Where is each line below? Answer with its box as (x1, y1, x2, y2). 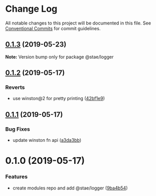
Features (5, 173, 28, 180)
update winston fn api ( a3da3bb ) (12, 137, 82, 143)
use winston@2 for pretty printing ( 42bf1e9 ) (12, 95, 105, 102)
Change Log (5, 3, 57, 15)
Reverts (5, 84, 25, 91)
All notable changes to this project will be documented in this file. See (5, 20, 151, 26)
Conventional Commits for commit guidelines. (5, 25, 101, 31)
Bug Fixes (5, 126, 30, 133)
